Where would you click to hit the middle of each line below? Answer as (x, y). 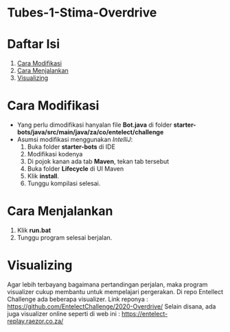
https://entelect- (145, 313)
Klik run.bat (34, 230)
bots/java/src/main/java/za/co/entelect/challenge (90, 132)
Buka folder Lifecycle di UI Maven (76, 169)
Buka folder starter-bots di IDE (71, 147)
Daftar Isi (34, 44)
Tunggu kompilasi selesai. (64, 183)
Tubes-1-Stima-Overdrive (82, 13)
